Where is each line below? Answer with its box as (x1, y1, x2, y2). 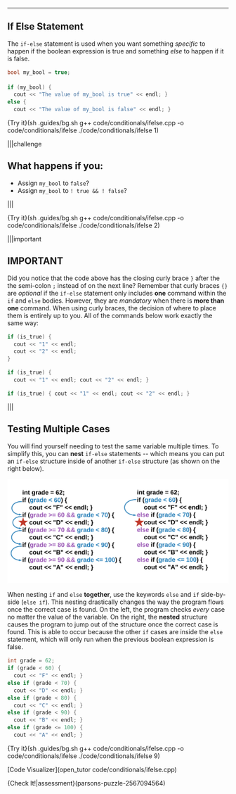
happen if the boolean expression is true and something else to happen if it (7, 46, 224, 55)
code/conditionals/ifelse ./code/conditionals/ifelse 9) (7, 751, 160, 760)
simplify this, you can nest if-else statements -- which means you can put (7, 449, 225, 458)
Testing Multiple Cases (7, 423, 110, 435)
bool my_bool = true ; (7, 68, 71, 76)
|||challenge (7, 140, 42, 149)
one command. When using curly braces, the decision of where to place (7, 303, 216, 312)
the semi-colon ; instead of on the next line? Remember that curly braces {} (7, 281, 228, 289)
